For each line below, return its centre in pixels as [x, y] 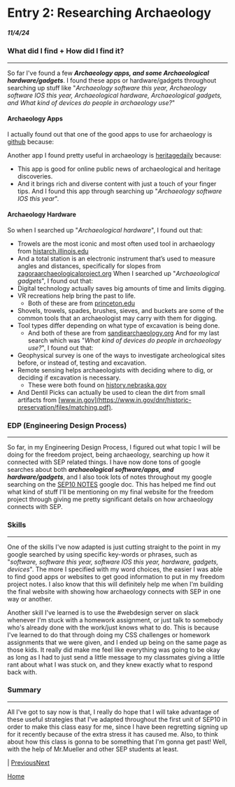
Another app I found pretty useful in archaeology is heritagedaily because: [114, 155]
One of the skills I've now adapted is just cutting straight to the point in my [114, 547]
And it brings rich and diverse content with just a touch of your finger [117, 183]
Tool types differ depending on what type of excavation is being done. [119, 325]
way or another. [30, 599]
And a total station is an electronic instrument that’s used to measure [116, 258]
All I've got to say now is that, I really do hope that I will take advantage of [113, 711]
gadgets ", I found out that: [55, 281]
